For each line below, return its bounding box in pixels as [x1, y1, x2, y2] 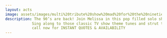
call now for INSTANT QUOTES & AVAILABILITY [31, 26, 126, 31]
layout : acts [5, 7, 32, 12]
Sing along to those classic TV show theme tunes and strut [31, 21, 159, 26]
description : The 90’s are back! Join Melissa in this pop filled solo [5, 16, 157, 21]
